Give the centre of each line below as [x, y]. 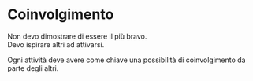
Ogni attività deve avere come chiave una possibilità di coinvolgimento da [126, 60]
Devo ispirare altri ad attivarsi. [56, 44]
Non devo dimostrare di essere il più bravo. [77, 36]
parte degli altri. [33, 68]
